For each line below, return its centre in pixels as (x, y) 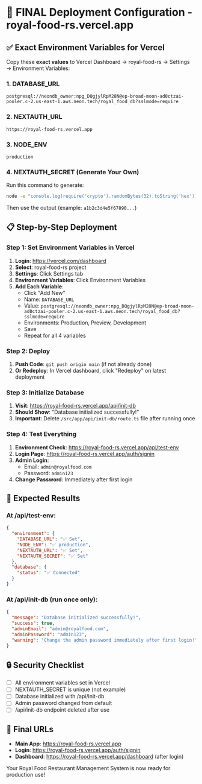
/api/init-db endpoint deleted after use (62, 710)
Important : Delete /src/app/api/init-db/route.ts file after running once (105, 419)
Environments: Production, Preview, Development (85, 323)
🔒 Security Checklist (45, 665)
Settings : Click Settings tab (49, 273)
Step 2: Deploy (28, 351)
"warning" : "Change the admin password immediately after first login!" (105, 640)
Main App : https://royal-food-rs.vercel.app (68, 744)
